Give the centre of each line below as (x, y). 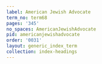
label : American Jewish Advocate (49, 12)
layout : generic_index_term (42, 46)
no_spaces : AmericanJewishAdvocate (51, 29)
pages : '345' (23, 23)
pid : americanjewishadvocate (43, 35)
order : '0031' (24, 40)
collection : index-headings (42, 52)
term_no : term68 (27, 18)
